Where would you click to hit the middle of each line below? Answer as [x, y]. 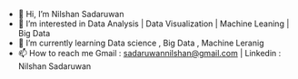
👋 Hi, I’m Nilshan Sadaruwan [71, 14]
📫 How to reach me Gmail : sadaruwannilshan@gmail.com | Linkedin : [149, 53]
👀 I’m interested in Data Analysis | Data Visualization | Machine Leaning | [154, 24]
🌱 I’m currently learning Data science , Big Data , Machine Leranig [141, 43]
